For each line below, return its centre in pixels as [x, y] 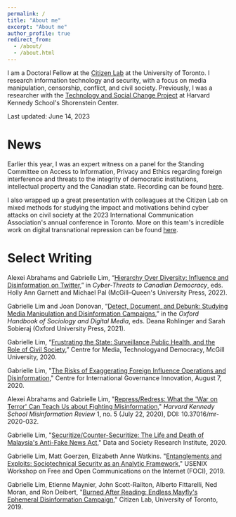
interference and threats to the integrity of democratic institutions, [103, 179]
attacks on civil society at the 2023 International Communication [101, 215]
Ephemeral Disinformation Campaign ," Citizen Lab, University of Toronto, [113, 499]
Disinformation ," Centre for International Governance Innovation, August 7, [115, 378]
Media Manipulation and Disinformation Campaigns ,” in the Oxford [103, 314]
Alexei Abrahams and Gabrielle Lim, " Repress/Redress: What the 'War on [112, 399]
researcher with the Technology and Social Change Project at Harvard [109, 95]
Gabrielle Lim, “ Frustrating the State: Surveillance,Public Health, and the [111, 342]
